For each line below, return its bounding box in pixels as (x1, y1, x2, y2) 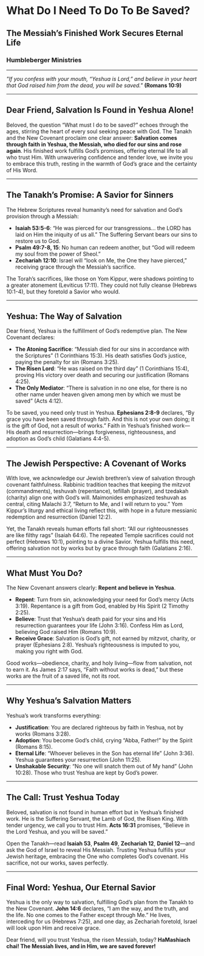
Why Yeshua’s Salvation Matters (6, 695, 132, 706)
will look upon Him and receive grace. (6, 924, 101, 932)
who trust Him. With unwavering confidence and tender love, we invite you (6, 153, 193, 161)
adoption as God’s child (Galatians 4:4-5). (6, 435, 111, 442)
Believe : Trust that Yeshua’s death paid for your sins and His (15, 615, 166, 622)
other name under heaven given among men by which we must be (15, 391, 181, 398)
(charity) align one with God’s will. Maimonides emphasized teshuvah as (6, 494, 187, 501)
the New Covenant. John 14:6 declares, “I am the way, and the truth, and (6, 905, 189, 912)
